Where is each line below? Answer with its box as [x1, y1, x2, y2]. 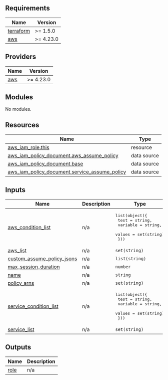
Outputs [5, 343, 31, 351]
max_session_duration [7, 263, 60, 270]
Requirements [5, 4, 50, 13]
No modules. [5, 106, 31, 112]
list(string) [115, 256, 146, 262]
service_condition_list [7, 303, 58, 310]
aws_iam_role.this [7, 144, 49, 151]
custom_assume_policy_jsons [7, 255, 77, 262]
